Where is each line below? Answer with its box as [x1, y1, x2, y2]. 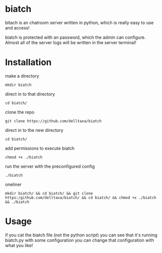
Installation [5, 57, 52, 68]
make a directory [5, 73, 39, 79]
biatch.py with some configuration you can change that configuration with [5, 237, 154, 243]
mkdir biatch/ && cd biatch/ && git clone [5, 191, 93, 196]
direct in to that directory [5, 91, 55, 97]
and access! [5, 25, 30, 30]
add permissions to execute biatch [5, 145, 75, 151]
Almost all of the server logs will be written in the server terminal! [5, 39, 137, 45]
